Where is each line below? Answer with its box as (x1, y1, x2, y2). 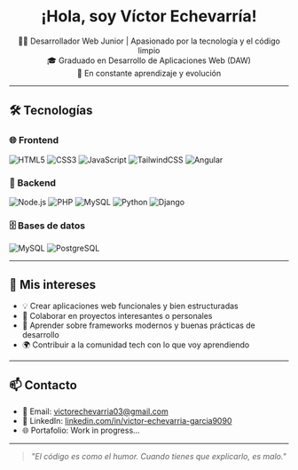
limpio (137, 44, 161, 55)
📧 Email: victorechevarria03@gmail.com (21, 406, 169, 417)
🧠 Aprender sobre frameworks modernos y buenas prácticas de (21, 320, 255, 331)
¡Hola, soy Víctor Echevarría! (41, 6, 257, 27)
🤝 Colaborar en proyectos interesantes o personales (21, 311, 213, 322)
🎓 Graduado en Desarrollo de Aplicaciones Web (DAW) (47, 55, 251, 66)
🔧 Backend (9, 176, 56, 188)
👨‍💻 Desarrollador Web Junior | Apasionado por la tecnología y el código (17, 36, 281, 46)
